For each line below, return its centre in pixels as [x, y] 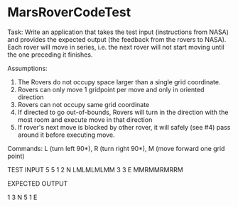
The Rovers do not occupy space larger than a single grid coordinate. [119, 82]
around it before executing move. [66, 135]
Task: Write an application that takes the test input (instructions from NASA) [118, 32]
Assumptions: [27, 68]
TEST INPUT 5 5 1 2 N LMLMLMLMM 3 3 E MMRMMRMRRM [95, 169]
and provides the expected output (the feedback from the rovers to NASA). [117, 39]
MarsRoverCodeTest [69, 12]
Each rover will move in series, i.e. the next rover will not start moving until [116, 47]
